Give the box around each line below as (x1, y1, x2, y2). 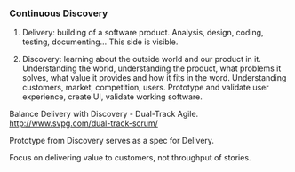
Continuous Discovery (9, 7, 108, 20)
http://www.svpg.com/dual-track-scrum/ (9, 118, 158, 129)
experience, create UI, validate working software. (21, 91, 203, 102)
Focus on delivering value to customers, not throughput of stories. (9, 152, 251, 163)
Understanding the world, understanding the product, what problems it (21, 63, 282, 74)
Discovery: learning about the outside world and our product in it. (21, 54, 262, 65)
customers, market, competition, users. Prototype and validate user (21, 82, 269, 93)
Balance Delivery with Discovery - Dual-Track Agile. (9, 109, 199, 120)
